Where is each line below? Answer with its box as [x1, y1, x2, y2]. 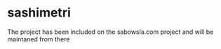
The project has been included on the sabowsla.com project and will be [7, 28, 214, 36]
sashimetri [7, 5, 72, 21]
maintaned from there [7, 35, 70, 43]
